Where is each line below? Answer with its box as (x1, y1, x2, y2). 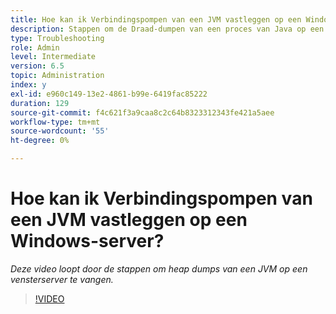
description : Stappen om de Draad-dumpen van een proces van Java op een (10, 24, 325, 34)
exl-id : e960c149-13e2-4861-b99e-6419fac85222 (10, 89, 208, 99)
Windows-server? (10, 230, 165, 253)
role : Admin (10, 42, 60, 53)
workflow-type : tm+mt (10, 117, 101, 127)
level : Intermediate (10, 52, 97, 62)
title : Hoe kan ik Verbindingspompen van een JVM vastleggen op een (10, 14, 302, 25)
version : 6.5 (10, 61, 65, 71)
